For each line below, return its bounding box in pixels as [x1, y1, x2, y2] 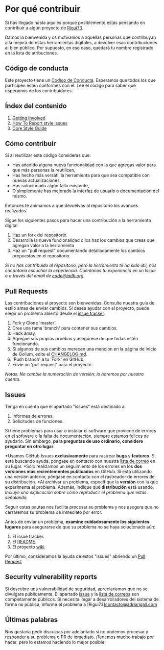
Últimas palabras [5, 616, 58, 624]
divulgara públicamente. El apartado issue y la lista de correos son [5, 591, 140, 597]
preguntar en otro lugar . [5, 444, 55, 449]
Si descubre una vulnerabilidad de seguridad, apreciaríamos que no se [5, 586, 148, 592]
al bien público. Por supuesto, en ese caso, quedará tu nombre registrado [5, 45, 154, 50]
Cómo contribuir [5, 139, 56, 148]
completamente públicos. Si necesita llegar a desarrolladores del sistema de [5, 596, 159, 602]
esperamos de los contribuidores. [5, 87, 73, 94]
